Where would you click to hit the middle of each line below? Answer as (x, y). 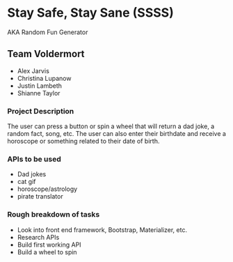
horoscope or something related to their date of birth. (83, 141)
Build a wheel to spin (47, 252)
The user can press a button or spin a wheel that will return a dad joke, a (111, 126)
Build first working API (49, 245)
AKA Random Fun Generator (48, 32)
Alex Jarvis (33, 70)
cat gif (26, 182)
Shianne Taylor (39, 93)
